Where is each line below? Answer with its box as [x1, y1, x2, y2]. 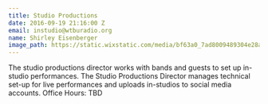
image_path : [8, 41, 48, 49]
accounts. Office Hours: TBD [8, 88, 103, 98]
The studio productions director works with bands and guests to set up [8, 63, 242, 72]
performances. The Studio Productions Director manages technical [30, 71, 251, 81]
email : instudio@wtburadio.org [8, 26, 112, 34]
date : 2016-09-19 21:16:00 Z [8, 19, 105, 27]
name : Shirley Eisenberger [8, 33, 98, 42]
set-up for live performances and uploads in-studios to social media [8, 80, 232, 90]
